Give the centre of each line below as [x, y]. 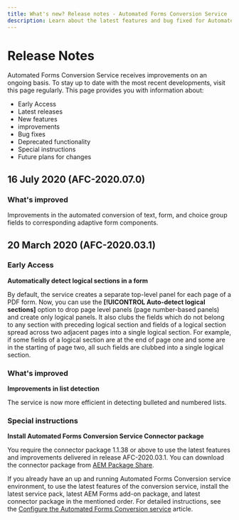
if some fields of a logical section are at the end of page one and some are [116, 340]
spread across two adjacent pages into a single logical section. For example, [119, 332]
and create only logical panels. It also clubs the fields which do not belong [116, 317]
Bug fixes [32, 134]
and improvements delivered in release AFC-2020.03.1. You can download [116, 457]
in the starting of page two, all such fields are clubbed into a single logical [116, 347]
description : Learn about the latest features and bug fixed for [106, 21]
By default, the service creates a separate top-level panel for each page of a [119, 294]
